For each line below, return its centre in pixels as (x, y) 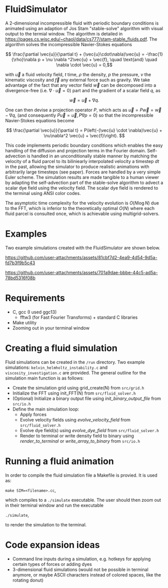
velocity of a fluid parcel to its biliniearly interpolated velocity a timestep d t (82, 161)
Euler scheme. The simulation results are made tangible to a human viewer (82, 177)
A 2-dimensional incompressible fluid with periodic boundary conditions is (82, 23)
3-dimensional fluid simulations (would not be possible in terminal (80, 569)
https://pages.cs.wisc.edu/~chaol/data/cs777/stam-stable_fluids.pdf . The (81, 39)
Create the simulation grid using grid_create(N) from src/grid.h (78, 387)
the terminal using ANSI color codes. (43, 193)
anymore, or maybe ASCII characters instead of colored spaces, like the (87, 574)
